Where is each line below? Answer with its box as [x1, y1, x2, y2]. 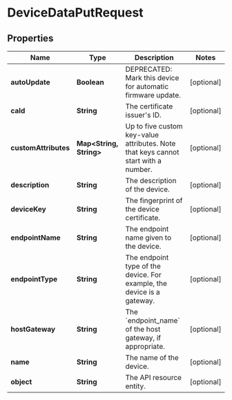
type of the [125, 261, 161, 271]
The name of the [125, 353, 180, 362]
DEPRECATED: [125, 64, 173, 74]
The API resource [125, 373, 182, 382]
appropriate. [125, 342, 166, 351]
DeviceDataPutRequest [7, 5, 144, 21]
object [10, 377, 32, 386]
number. [125, 164, 153, 174]
